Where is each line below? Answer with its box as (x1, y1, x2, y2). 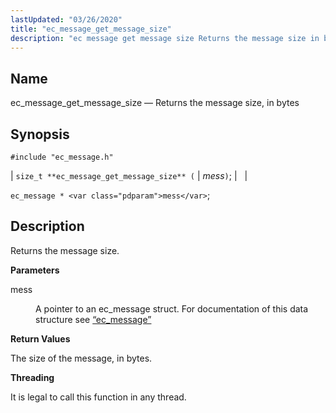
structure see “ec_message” (35, 313, 152, 325)
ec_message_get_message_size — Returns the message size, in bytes (10, 97, 300, 109)
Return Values (10, 332, 71, 345)
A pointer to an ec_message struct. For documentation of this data (35, 302, 309, 315)
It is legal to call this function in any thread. (10, 391, 187, 403)
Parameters (10, 264, 60, 276)
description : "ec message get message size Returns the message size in (10, 33, 320, 43)
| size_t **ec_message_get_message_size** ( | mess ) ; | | (10, 170, 248, 181)
